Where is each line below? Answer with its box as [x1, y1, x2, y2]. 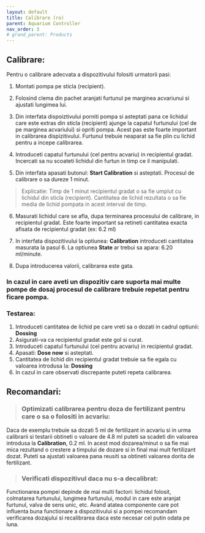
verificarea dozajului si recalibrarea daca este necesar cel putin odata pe [6, 514, 190, 521]
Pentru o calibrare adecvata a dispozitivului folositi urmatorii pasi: [6, 70, 171, 78]
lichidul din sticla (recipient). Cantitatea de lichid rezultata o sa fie [21, 194, 187, 201]
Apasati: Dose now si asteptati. [15, 349, 94, 357]
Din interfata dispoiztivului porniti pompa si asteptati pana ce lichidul [15, 113, 188, 120]
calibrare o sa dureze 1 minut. [15, 175, 90, 183]
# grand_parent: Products [6, 32, 72, 38]
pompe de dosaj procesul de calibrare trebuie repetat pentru [6, 285, 190, 293]
